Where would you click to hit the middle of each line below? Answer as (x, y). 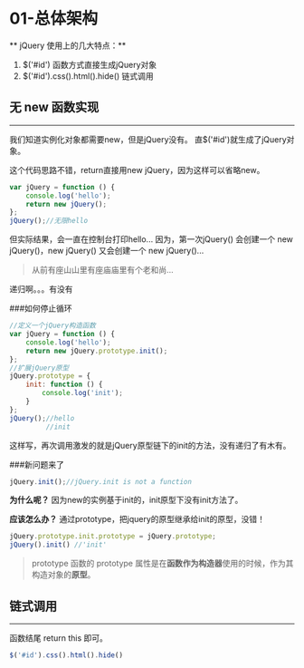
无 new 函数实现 (54, 107)
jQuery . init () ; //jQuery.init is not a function (101, 481)
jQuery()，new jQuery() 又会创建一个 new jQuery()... (107, 251)
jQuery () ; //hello (42, 418)
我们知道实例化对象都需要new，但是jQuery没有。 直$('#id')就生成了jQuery (148, 139)
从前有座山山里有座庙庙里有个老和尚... (102, 270)
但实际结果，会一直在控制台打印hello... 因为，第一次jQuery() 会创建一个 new (152, 239)
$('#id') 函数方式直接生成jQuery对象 (90, 64)
